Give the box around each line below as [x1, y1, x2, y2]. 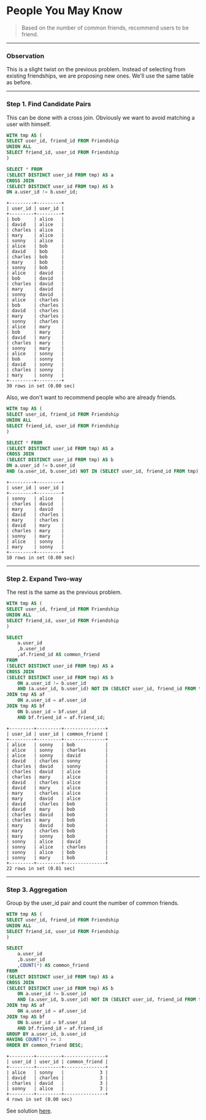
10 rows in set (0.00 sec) [6, 554, 75, 561]
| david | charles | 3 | [6, 1075, 109, 1081]
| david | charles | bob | [6, 800, 109, 807]
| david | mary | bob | [6, 806, 109, 812]
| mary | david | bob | [6, 822, 109, 829]
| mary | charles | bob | [6, 827, 109, 834]
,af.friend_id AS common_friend [17, 652, 100, 658]
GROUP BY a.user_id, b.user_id [6, 1031, 86, 1037]
